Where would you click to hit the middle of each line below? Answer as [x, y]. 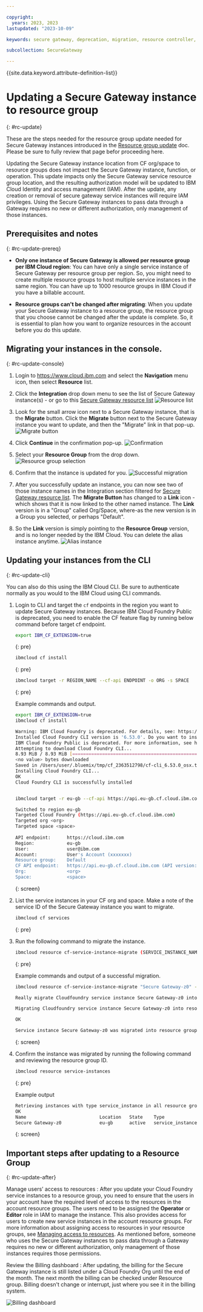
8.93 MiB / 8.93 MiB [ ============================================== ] [107, 754]
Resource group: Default [50, 860]
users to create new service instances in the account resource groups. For [99, 1221]
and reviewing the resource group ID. [61, 1060]
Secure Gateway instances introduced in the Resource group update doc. [98, 145]
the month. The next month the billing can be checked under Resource [95, 1278]
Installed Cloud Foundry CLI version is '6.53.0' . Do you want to [101, 737]
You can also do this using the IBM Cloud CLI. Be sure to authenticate [93, 587]
